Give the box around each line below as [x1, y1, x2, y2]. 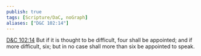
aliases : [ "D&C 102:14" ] [6, 20, 69, 26]
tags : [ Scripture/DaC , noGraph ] [6, 14, 88, 20]
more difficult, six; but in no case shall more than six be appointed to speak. [6, 43, 195, 50]
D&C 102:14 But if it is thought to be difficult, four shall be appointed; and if [6, 37, 193, 44]
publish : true [6, 8, 42, 15]
